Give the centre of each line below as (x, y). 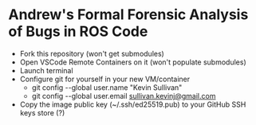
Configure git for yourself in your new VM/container (105, 79)
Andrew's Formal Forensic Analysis (128, 15)
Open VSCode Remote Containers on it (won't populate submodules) (133, 62)
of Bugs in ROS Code (78, 31)
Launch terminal (46, 70)
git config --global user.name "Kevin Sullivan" (107, 87)
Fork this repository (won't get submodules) (92, 53)
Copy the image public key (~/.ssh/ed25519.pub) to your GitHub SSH (133, 104)
